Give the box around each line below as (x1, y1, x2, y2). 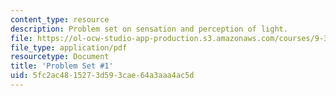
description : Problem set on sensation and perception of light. (10, 24, 288, 34)
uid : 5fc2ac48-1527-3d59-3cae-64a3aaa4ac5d (10, 71, 195, 81)
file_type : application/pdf (10, 42, 128, 53)
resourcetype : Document (10, 52, 110, 62)
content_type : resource (10, 14, 110, 25)
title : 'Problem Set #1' (10, 61, 114, 71)
